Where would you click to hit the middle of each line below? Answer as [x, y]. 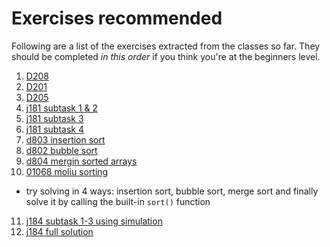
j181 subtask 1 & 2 [62, 108]
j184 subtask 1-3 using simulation [94, 221]
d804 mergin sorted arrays [81, 161]
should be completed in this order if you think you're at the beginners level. [166, 56]
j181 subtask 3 [54, 118]
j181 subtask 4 [54, 129]
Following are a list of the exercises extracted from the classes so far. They [166, 46]
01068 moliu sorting [67, 171]
